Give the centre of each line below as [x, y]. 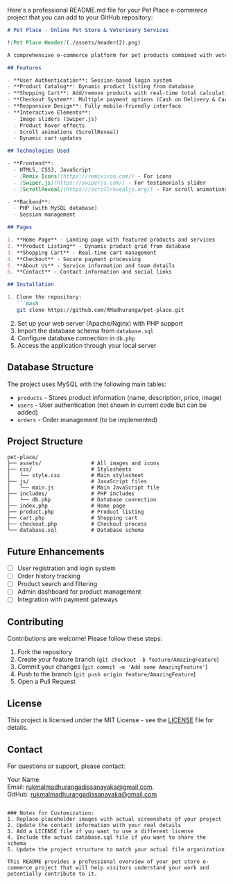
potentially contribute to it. [52, 874]
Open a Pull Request [46, 682]
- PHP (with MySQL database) [55, 208]
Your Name [23, 779]
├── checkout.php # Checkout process [77, 524]
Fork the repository [45, 652]
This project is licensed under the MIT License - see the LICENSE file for [110, 720]
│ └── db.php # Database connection [82, 500]
